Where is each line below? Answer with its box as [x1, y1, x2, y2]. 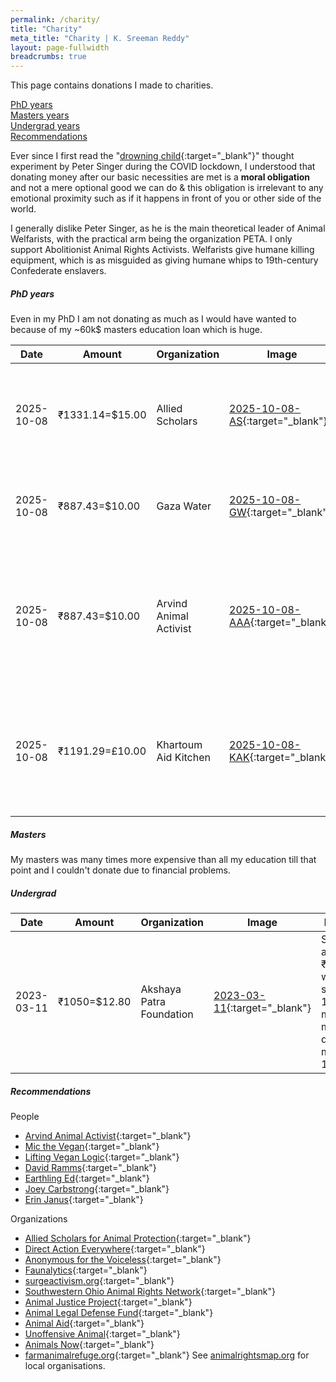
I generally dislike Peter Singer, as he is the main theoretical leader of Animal [10, 222, 326, 235]
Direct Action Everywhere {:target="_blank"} [24, 1243, 206, 1255]
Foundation [140, 1007, 194, 1021]
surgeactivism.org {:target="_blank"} [24, 1275, 175, 1286]
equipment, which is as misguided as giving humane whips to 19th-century [10, 254, 319, 266]
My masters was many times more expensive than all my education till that [10, 854, 317, 866]
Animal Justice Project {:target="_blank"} [24, 1296, 193, 1308]
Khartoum [156, 738, 203, 752]
